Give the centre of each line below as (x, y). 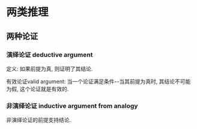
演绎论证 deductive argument (50, 54)
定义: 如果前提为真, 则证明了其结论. (50, 69)
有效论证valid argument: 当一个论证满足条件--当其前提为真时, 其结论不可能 (98, 81)
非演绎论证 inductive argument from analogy (72, 106)
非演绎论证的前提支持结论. (39, 120)
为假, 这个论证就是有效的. (38, 89)
